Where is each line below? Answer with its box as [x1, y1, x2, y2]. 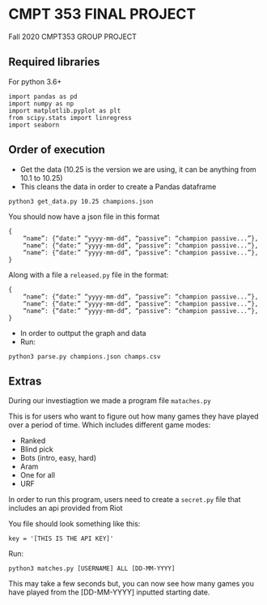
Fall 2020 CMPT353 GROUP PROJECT [8, 32, 138, 41]
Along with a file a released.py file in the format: [8, 269, 169, 280]
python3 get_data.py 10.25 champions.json [8, 197, 154, 205]
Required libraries [8, 55, 100, 69]
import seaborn [8, 121, 60, 129]
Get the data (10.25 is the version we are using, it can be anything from [19, 164, 256, 174]
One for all [19, 470, 55, 480]
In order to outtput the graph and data [19, 328, 147, 337]
